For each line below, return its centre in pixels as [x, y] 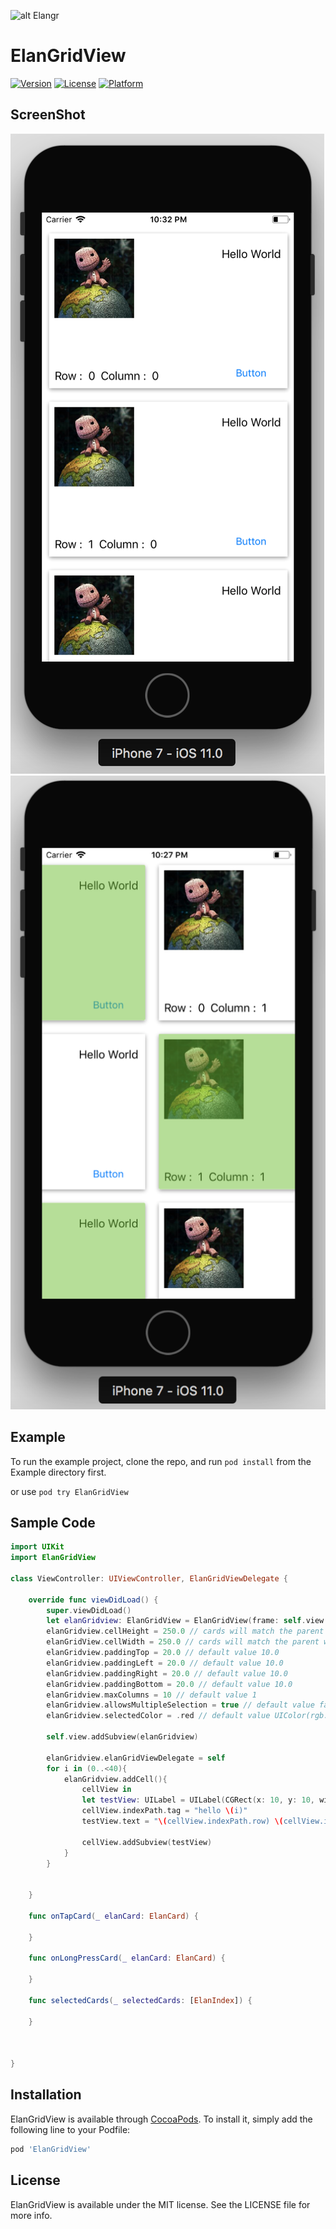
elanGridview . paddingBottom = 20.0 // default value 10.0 [169, 1684]
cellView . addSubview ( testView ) [147, 1842]
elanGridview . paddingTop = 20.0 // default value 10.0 [163, 1653]
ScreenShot [48, 115]
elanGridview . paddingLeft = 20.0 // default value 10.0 [165, 1663]
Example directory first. [58, 1472]
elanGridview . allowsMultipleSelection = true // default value [180, 1705]
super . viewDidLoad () [89, 1610]
